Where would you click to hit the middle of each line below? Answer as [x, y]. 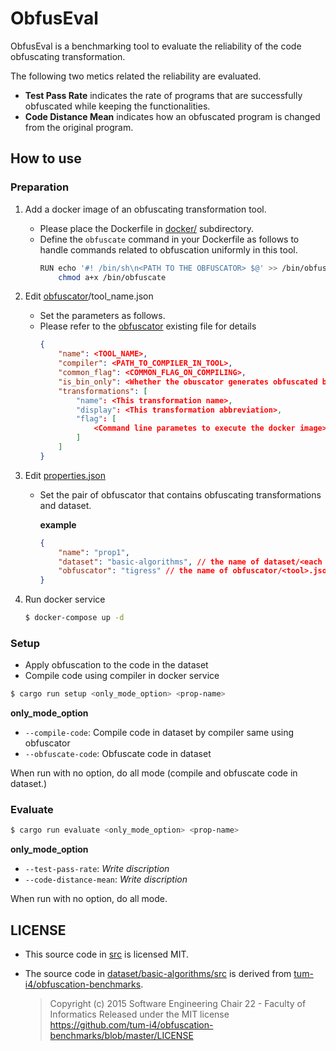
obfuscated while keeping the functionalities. [117, 106]
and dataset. [65, 505]
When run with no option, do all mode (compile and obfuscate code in [154, 773]
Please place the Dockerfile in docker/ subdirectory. [146, 228]
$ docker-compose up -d [74, 618]
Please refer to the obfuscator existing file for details [148, 326]
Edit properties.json [65, 475]
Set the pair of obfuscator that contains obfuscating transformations [180, 494]
